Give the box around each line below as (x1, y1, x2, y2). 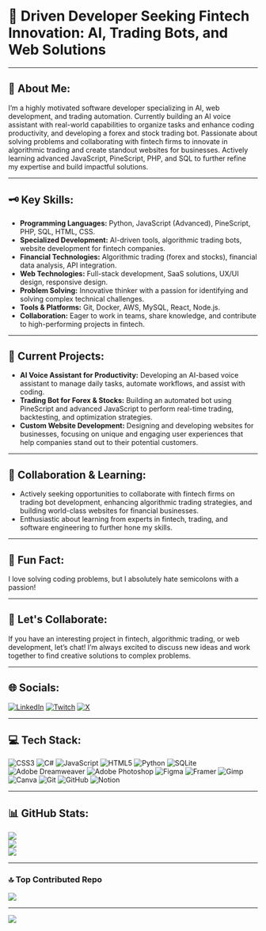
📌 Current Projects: (8, 349, 104, 363)
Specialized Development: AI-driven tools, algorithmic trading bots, (19, 235, 242, 245)
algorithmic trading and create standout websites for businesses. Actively (8, 145, 249, 154)
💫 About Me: (8, 82, 71, 96)
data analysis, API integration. (19, 260, 117, 270)
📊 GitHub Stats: (8, 807, 89, 820)
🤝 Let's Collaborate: (8, 613, 108, 626)
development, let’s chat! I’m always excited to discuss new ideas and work (8, 642, 251, 652)
